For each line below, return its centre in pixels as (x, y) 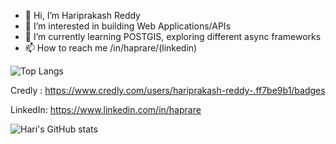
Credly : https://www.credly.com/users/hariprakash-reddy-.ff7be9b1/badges (168, 90)
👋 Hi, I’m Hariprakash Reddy (82, 15)
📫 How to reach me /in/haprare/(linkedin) (111, 48)
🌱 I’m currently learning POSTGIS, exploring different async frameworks (173, 36)
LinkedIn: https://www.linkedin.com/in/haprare (106, 109)
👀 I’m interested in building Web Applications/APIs (128, 26)
